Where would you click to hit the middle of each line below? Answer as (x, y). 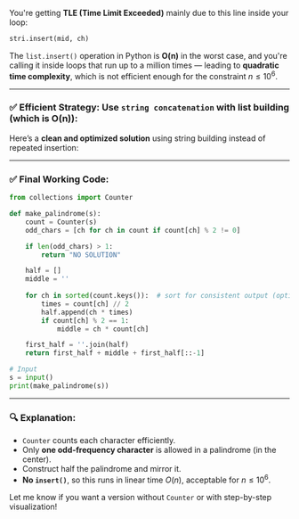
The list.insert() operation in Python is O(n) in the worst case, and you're (148, 55)
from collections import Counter (71, 198)
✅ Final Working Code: (59, 179)
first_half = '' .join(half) (77, 345)
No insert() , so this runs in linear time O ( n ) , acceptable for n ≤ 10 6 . (146, 479)
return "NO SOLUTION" (81, 255)
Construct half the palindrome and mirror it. (101, 469)
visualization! (33, 507)
